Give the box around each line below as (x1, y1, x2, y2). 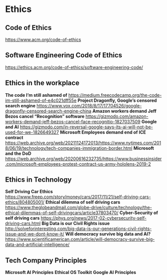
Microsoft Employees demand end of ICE (60, 129, 146, 135)
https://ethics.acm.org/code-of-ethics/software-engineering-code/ (5, 64, 144, 70)
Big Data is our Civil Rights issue (41, 221, 110, 227)
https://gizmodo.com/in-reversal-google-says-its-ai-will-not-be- (19, 124, 153, 130)
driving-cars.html (5, 221, 41, 227)
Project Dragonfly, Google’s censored (77, 97, 157, 103)
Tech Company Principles (5, 256, 87, 265)
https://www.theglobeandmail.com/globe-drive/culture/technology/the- (5, 205, 152, 211)
